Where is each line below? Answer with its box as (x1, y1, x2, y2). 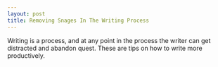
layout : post (7, 10, 46, 18)
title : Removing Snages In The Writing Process (7, 17, 150, 24)
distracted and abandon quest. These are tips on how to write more (7, 44, 203, 52)
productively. (7, 51, 46, 60)
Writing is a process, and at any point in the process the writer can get (7, 36, 211, 44)
